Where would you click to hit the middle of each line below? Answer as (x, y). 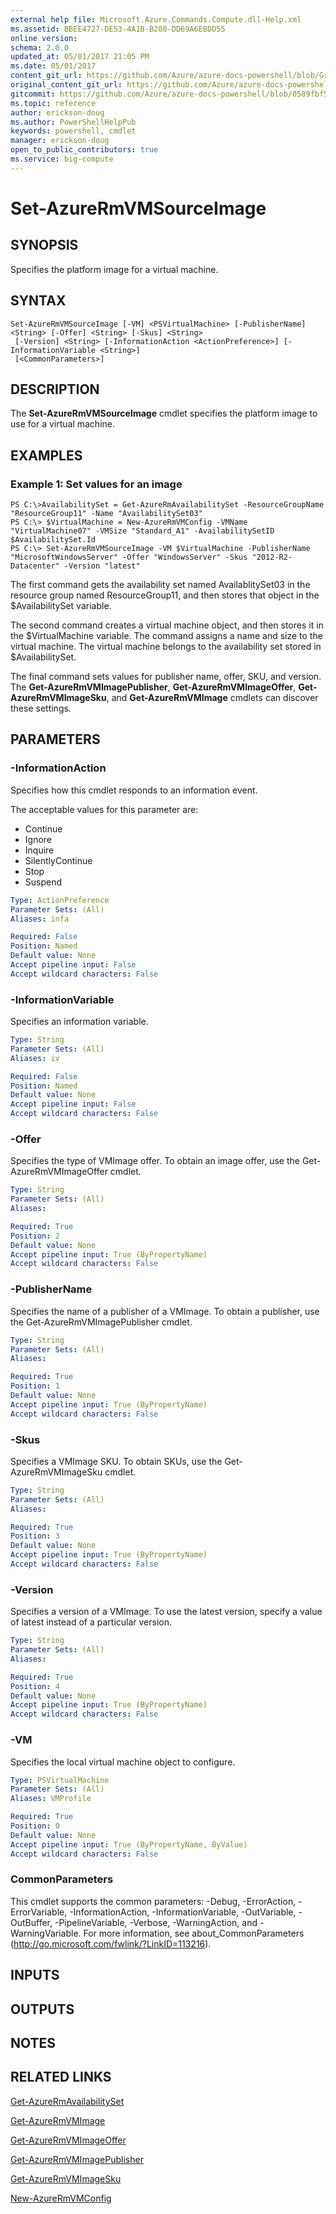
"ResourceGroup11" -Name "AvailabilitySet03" (106, 514)
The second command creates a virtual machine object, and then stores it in (167, 625)
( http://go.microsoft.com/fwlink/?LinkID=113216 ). (111, 1943)
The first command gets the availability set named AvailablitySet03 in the (160, 585)
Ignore (38, 839)
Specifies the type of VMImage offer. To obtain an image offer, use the (155, 1161)
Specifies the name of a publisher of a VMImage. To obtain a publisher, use (165, 1311)
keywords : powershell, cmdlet (73, 131)
